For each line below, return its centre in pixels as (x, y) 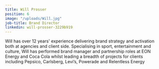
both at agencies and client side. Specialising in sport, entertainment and (78, 46)
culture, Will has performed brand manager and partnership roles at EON (78, 52)
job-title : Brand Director (32, 23)
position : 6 (17, 14)
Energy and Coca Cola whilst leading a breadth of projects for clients (74, 56)
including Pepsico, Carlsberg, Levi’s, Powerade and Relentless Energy (75, 62)
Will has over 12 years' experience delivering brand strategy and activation (80, 41)
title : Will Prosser (26, 9)
